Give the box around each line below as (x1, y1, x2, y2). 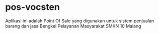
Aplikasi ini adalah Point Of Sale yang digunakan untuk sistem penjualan (5, 18, 154, 24)
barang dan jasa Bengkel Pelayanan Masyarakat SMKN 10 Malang (5, 23, 142, 29)
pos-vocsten (5, 1, 60, 13)
